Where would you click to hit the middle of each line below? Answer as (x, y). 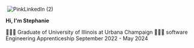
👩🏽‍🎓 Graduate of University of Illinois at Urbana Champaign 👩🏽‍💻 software (97, 32)
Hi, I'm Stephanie (27, 20)
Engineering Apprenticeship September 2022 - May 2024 (77, 38)
